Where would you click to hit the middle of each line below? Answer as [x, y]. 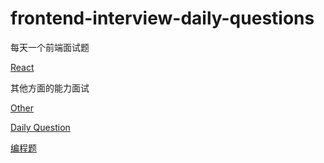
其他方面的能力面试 [50, 88]
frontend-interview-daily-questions [162, 18]
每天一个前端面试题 [50, 47]
